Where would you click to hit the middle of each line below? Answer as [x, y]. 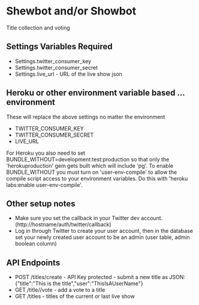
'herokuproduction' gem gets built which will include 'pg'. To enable [90, 165]
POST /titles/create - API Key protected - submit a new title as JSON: [100, 277]
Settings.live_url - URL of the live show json [69, 74]
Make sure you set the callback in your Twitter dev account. [89, 218]
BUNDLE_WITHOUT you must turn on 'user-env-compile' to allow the [92, 172]
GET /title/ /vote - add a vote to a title [60, 290]
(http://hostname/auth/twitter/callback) [63, 224]
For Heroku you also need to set [46, 153]
